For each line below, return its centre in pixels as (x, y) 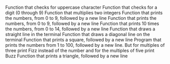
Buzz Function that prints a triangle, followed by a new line (67, 56)
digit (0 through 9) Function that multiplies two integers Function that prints (84, 13)
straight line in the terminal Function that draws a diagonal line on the (78, 34)
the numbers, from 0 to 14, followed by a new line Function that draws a (80, 29)
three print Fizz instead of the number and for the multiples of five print (80, 51)
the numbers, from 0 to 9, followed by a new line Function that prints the (81, 18)
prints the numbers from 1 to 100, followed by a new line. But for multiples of (85, 45)
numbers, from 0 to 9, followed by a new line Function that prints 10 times (82, 23)
